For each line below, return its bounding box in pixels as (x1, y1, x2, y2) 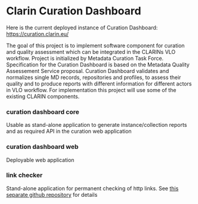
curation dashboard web (6, 142, 79, 151)
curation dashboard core (6, 108, 79, 116)
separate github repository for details (6, 191, 98, 198)
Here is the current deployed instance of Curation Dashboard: (6, 24, 158, 31)
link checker (6, 171, 43, 179)
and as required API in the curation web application (6, 127, 132, 135)
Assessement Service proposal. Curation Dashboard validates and (6, 67, 169, 74)
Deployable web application (6, 156, 75, 163)
